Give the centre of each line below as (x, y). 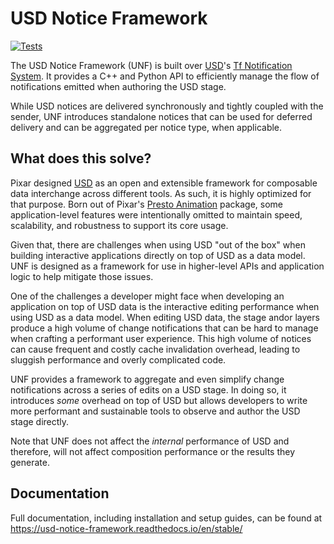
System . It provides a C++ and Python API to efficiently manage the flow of (165, 76)
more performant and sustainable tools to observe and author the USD (155, 411)
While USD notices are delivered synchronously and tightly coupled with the (167, 106)
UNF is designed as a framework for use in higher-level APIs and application (167, 266)
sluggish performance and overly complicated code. (118, 359)
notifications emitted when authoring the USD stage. (118, 86)
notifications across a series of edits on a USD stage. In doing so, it (148, 389)
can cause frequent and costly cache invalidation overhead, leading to (155, 349)
